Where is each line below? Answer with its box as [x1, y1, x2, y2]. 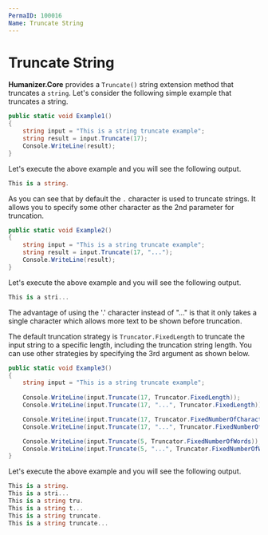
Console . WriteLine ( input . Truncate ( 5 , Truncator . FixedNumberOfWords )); [22, 437, 262, 446]
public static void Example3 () [8, 364, 112, 372]
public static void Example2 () [8, 226, 112, 234]
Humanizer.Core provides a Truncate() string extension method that [8, 80, 234, 89]
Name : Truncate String [8, 19, 84, 27]
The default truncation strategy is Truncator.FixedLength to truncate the [8, 331, 246, 341]
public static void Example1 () [8, 113, 112, 121]
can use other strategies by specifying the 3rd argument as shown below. [8, 348, 250, 358]
